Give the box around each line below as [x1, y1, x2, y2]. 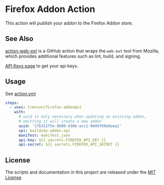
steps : [5, 100, 19, 105]
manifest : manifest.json [18, 132, 70, 138]
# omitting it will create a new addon [18, 119, 101, 124]
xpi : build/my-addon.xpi [18, 128, 70, 133]
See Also [5, 34, 33, 43]
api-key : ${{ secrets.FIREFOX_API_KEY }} [18, 137, 106, 142]
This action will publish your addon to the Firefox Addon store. [5, 20, 133, 26]
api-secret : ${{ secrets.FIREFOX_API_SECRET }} [18, 142, 120, 147]
